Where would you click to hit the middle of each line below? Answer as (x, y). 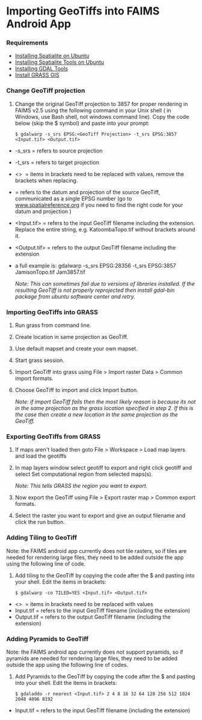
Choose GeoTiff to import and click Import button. (76, 390)
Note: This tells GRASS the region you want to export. (81, 486)
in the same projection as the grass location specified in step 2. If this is (104, 408)
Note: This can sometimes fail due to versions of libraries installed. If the (105, 283)
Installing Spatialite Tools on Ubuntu (59, 62)
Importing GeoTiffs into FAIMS (83, 11)
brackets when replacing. (46, 180)
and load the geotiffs (41, 456)
